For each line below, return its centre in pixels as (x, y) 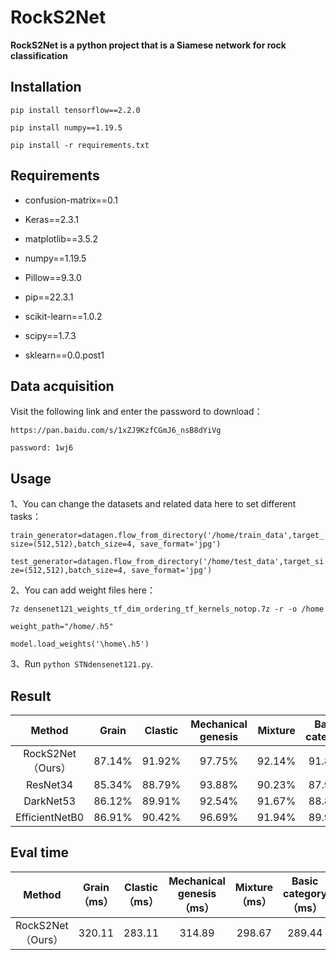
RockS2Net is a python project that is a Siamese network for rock (148, 45)
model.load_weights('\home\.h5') (80, 644)
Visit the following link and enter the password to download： (136, 412)
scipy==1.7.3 (50, 335)
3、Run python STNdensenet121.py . (82, 664)
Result (31, 696)
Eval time (40, 852)
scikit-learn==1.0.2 (63, 316)
